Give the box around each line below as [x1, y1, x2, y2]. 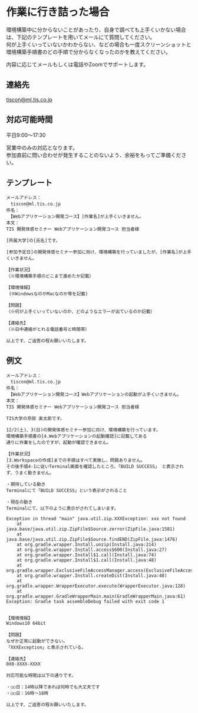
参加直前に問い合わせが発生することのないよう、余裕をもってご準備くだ [6, 151, 181, 159]
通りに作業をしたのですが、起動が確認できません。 [6, 440, 111, 446]
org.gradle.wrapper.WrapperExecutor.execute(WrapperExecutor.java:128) [6, 583, 186, 589]
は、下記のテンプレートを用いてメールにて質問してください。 [6, 33, 156, 40]
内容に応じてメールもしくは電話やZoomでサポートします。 [6, 60, 149, 68]
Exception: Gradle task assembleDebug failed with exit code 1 [6, 599, 165, 605]
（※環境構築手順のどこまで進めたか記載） [6, 273, 94, 279]
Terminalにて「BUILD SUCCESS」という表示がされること [6, 488, 128, 494]
